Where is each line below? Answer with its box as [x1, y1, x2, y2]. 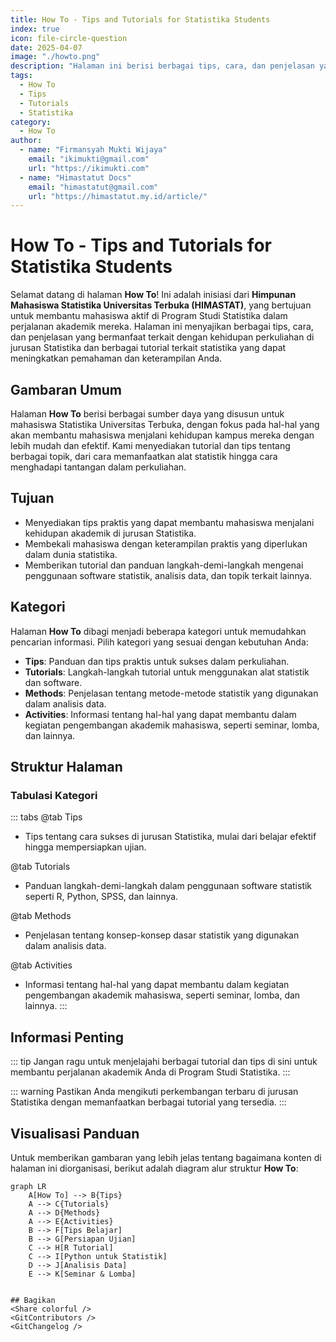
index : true [10, 24, 60, 34]
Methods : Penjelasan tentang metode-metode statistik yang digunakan [24, 687, 319, 699]
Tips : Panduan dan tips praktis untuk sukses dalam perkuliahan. [24, 655, 290, 667]
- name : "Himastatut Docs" [19, 172, 132, 183]
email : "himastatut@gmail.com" [28, 182, 159, 192]
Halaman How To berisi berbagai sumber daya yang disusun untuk [10, 408, 285, 420]
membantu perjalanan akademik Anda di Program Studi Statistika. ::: [10, 1066, 291, 1078]
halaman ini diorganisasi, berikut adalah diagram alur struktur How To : [10, 1162, 299, 1174]
